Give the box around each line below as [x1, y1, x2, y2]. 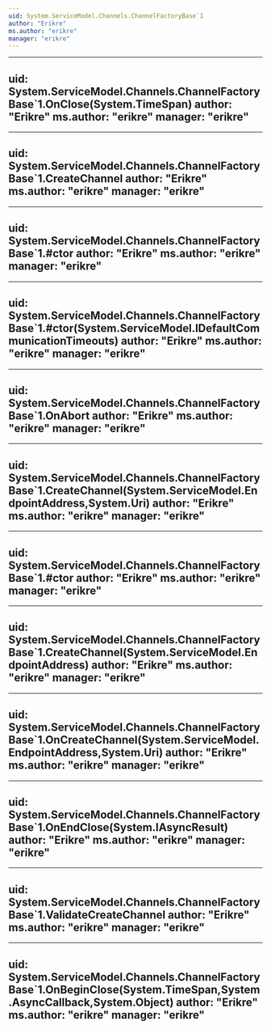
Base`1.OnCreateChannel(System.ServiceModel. [8, 733, 260, 747]
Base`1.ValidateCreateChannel [8, 908, 166, 922]
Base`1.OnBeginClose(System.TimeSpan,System [8, 982, 261, 996]
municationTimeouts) [8, 334, 119, 348]
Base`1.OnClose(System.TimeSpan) [8, 97, 193, 111]
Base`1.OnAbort [8, 409, 90, 422]
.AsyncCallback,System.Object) [8, 995, 174, 1009]
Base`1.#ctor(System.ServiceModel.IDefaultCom [8, 321, 261, 336]
